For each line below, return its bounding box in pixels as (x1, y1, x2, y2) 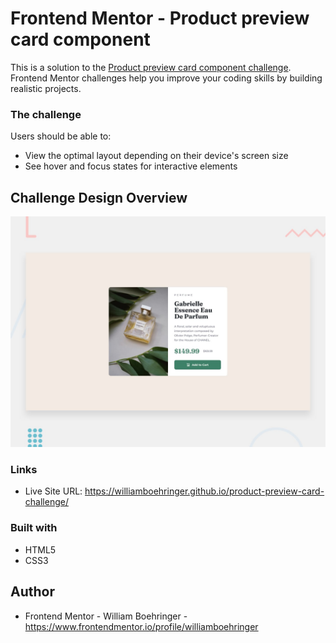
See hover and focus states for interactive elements (24, 160, 238, 172)
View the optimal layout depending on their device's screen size (24, 150, 289, 162)
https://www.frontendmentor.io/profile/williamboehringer (24, 620, 259, 632)
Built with (10, 521, 58, 535)
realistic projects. (10, 82, 82, 94)
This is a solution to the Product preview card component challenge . (10, 61, 292, 73)
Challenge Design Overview (10, 189, 188, 206)
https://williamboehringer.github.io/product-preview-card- (84, 485, 325, 497)
